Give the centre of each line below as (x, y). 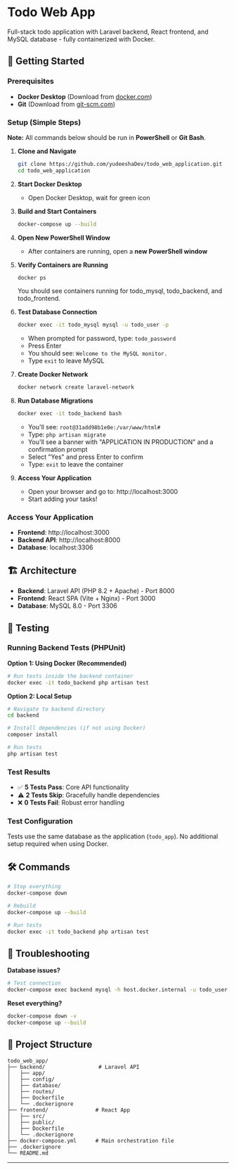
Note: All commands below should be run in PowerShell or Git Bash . (106, 137)
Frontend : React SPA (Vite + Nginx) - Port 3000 (86, 599)
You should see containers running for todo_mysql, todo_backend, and (120, 291)
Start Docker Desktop (50, 184)
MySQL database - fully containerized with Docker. (81, 39)
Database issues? (34, 970)
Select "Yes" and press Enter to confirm (86, 457)
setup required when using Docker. (58, 844)
